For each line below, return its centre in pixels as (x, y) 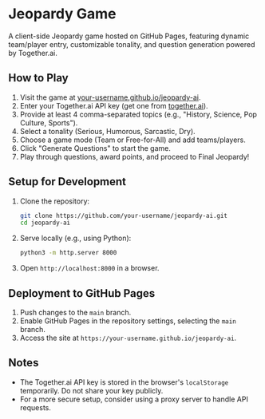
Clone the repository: (55, 201)
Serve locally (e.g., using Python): (75, 238)
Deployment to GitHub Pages (82, 293)
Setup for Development (67, 182)
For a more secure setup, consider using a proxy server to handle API (134, 399)
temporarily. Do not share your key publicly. (91, 390)
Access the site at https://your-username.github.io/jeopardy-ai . (128, 338)
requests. (36, 407)
